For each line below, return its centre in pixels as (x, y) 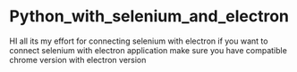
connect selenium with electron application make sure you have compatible (148, 50)
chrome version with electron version (78, 60)
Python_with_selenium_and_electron (149, 16)
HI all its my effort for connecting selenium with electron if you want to (139, 41)
